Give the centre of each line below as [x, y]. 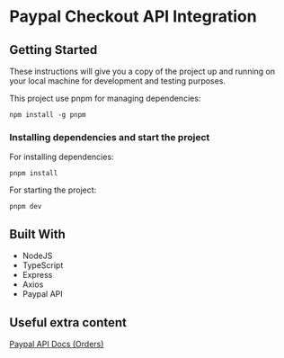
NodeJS [37, 256]
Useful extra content [68, 322]
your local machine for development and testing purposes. [118, 81]
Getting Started [53, 50]
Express [37, 275]
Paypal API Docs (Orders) [57, 344]
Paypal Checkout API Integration [133, 17]
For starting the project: [53, 190]
